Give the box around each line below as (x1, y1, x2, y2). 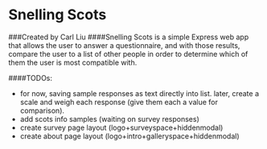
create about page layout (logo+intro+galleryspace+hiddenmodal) (19, 131, 240, 141)
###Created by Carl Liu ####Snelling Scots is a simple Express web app (8, 32, 249, 42)
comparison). (19, 106, 65, 115)
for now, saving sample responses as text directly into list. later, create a (19, 88, 260, 98)
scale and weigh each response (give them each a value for (19, 97, 219, 107)
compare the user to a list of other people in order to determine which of (8, 49, 249, 58)
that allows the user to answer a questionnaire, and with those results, (8, 40, 240, 50)
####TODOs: (8, 73, 53, 83)
